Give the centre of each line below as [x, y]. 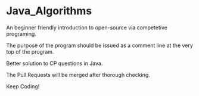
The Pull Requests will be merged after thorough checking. [78, 75]
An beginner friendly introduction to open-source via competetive [87, 27]
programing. [21, 33]
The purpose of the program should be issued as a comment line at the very [100, 45]
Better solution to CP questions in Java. [55, 63]
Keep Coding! [23, 86]
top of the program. [30, 51]
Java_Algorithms [49, 11]
